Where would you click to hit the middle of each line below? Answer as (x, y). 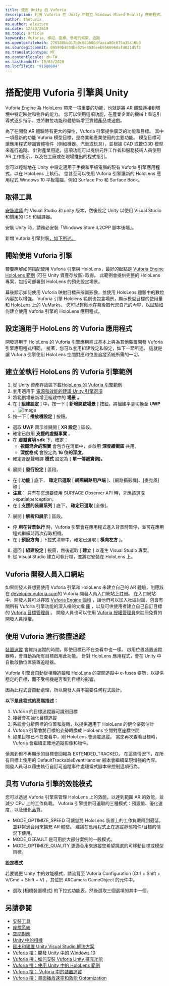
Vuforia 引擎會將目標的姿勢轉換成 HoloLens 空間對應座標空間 (76, 730)
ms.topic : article (24, 33)
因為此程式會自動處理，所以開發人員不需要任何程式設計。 (65, 690)
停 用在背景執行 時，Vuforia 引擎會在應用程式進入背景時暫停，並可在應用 (88, 527)
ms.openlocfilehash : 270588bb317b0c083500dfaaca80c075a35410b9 (73, 43)
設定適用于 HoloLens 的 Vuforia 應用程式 (69, 329)
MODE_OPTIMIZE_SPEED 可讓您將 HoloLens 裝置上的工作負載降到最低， (88, 820)
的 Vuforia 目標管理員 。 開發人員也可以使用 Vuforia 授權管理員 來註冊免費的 (84, 613)
